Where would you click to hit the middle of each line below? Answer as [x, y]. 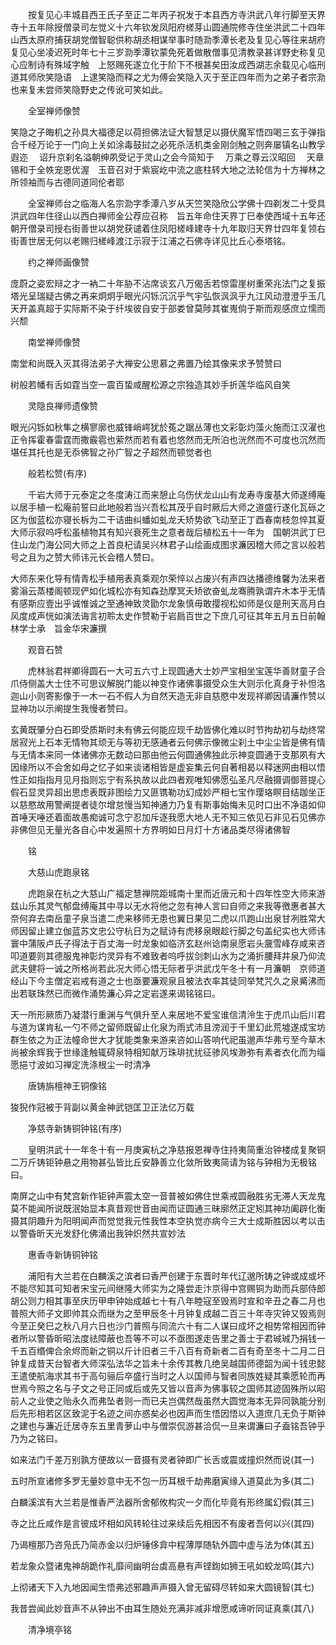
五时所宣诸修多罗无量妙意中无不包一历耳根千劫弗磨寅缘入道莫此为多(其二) [162, 1481]
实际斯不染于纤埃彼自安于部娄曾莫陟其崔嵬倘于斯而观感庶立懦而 [194, 308]
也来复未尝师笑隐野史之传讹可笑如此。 [89, 89]
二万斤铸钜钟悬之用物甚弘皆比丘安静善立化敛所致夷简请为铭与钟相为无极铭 [163, 1162]
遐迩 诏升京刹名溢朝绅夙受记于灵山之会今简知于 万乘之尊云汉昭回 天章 [167, 157]
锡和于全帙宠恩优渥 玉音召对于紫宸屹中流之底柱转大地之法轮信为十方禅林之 [168, 169]
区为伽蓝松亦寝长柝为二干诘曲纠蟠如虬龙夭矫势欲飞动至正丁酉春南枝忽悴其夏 [168, 519]
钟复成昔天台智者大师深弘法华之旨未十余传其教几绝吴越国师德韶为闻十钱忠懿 [168, 1363]
